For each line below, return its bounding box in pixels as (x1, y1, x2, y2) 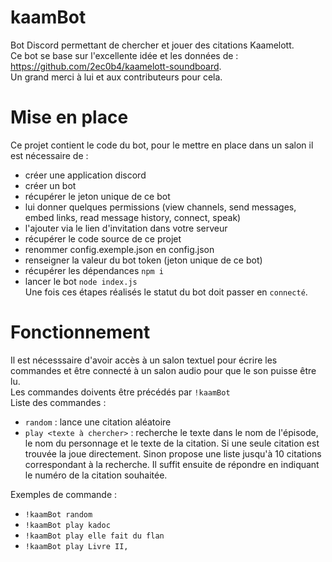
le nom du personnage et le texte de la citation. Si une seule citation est (24, 437, 320, 449)
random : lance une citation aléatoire (24, 416, 172, 428)
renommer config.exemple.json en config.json (24, 243, 215, 255)
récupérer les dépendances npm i (24, 264, 165, 276)
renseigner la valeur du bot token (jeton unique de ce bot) (24, 254, 263, 266)
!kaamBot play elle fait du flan (24, 531, 165, 541)
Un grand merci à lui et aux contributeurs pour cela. (10, 71, 223, 83)
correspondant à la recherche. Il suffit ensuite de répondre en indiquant (24, 458, 320, 470)
